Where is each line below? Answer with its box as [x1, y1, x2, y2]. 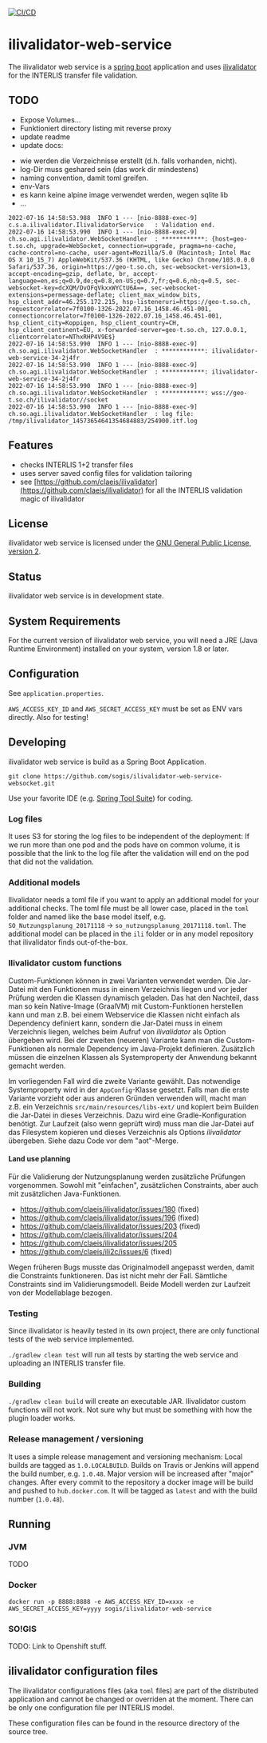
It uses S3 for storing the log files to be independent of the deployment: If [8, 831, 249, 841]
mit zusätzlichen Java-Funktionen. [8, 1189, 122, 1198]
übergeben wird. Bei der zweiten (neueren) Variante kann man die [8, 1035, 225, 1045]
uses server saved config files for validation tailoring [19, 468, 193, 478]
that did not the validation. [8, 857, 94, 866]
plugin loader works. [8, 1413, 76, 1423]
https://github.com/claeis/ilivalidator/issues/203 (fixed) [19, 1221, 201, 1231]
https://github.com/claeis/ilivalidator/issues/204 [19, 1229, 178, 1239]
